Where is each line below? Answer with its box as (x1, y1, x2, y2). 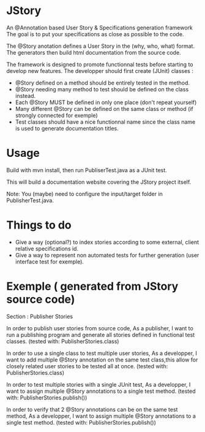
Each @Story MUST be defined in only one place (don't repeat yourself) (15, 99, 197, 106)
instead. (15, 92, 36, 99)
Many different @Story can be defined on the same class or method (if (15, 105, 194, 112)
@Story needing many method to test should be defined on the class (15, 85, 189, 93)
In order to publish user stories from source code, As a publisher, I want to (6, 324, 194, 332)
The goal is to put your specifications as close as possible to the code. (6, 30, 184, 37)
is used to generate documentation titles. (15, 124, 119, 132)
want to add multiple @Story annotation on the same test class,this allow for (6, 356, 198, 363)
